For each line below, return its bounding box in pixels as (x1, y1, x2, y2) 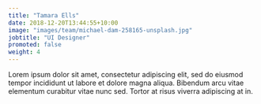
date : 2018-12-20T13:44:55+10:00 (8, 19, 119, 27)
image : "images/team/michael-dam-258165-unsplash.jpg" (8, 26, 193, 34)
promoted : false (8, 41, 62, 49)
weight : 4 (8, 48, 41, 56)
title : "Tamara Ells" (8, 11, 80, 20)
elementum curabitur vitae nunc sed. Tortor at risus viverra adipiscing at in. (8, 87, 253, 95)
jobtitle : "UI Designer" (8, 33, 90, 42)
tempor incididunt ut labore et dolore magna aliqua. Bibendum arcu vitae (8, 78, 244, 87)
